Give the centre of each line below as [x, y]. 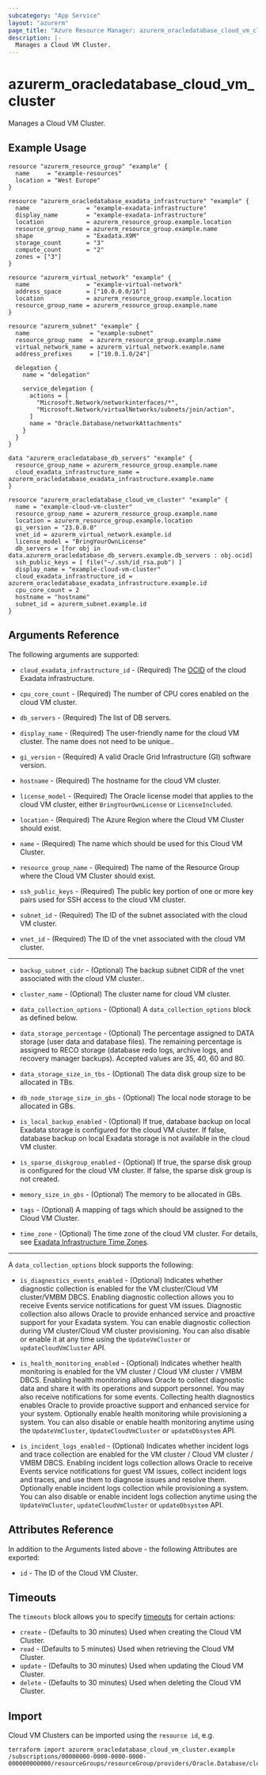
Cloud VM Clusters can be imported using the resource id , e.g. [111, 1735]
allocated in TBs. [47, 1082]
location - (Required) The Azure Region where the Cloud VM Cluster [132, 819]
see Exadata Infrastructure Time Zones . [84, 1242]
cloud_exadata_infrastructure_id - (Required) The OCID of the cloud [133, 670]
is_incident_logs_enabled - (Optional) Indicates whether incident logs [134, 1446]
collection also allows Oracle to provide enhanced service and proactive [137, 1314]
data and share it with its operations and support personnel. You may [132, 1388]
